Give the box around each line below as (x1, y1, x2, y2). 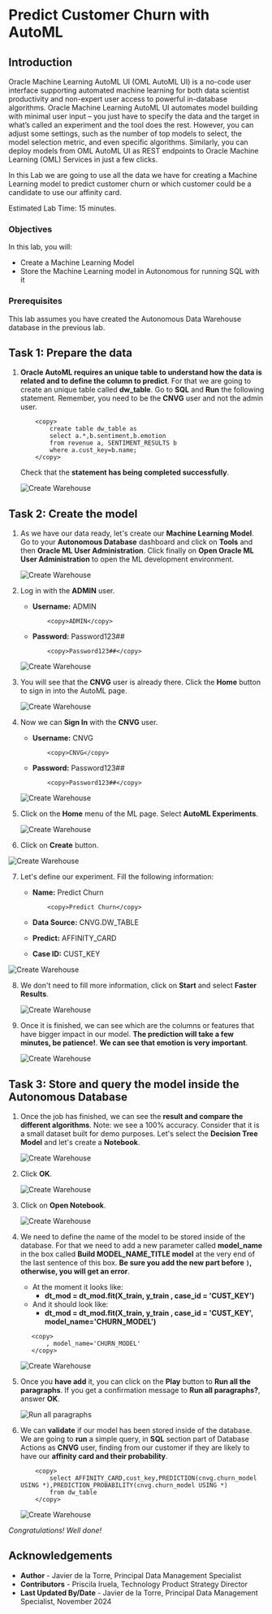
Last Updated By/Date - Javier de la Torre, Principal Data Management (19, 1587, 258, 1598)
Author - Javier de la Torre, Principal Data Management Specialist (19, 1570, 242, 1580)
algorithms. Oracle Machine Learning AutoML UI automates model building (8, 103, 258, 112)
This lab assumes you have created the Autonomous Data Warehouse (8, 314, 242, 323)
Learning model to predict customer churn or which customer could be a (8, 179, 252, 189)
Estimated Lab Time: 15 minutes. (8, 203, 117, 213)
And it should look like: (32, 1299, 109, 1309)
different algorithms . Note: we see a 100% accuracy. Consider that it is (19, 1120, 260, 1130)
